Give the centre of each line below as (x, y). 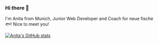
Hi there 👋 (17, 8)
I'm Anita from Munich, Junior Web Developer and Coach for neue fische (79, 19)
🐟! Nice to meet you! (27, 24)
